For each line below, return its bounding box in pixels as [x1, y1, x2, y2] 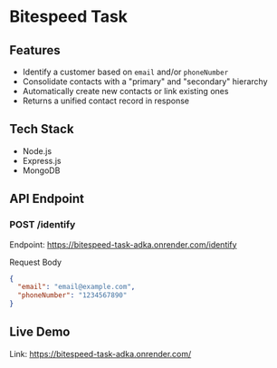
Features [9, 43, 61, 58]
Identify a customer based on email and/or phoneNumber [22, 66, 229, 77]
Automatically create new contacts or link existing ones [22, 86, 229, 96]
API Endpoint [9, 191, 84, 207]
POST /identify [9, 218, 76, 231]
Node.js [22, 145, 53, 156]
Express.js [22, 155, 62, 166]
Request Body [9, 257, 62, 267]
